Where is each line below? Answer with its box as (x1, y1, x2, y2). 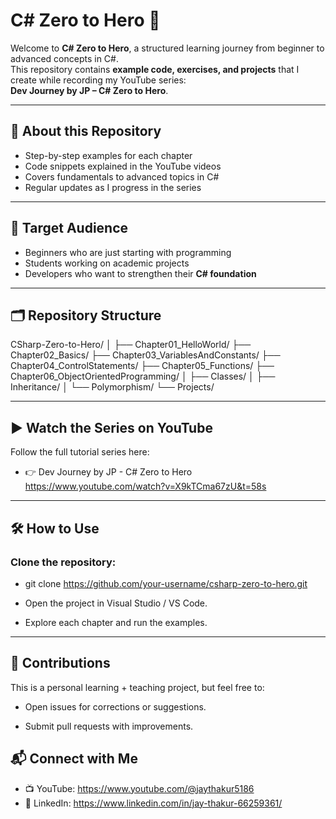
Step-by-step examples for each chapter (24, 149, 193, 161)
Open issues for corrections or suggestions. (24, 700, 207, 713)
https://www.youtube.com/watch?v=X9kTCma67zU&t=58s (24, 480, 267, 493)
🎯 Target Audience (10, 220, 129, 237)
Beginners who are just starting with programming (24, 246, 232, 258)
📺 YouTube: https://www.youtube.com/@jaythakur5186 (24, 782, 255, 794)
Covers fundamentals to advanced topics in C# (24, 170, 220, 183)
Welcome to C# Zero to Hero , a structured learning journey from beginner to (10, 42, 325, 54)
